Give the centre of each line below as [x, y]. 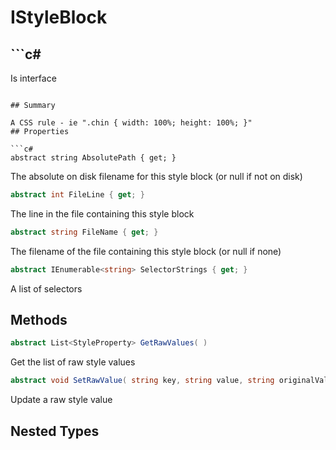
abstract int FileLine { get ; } [77, 195]
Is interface [33, 78]
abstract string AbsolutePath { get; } [93, 158]
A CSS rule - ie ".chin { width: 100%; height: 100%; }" [131, 123]
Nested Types [55, 431]
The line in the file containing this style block [102, 213]
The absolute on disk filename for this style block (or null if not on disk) [156, 176]
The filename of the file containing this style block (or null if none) [146, 251]
